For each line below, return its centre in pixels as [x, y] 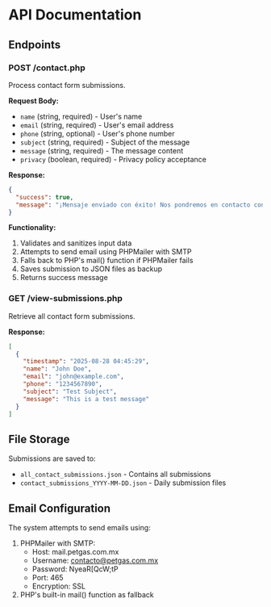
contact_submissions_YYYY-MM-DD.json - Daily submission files [123, 483]
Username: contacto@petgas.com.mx [95, 561]
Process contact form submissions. [67, 85]
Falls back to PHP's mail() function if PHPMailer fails [106, 261]
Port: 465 [48, 578]
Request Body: [33, 100]
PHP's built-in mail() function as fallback [87, 595]
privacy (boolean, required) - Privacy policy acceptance [113, 159]
